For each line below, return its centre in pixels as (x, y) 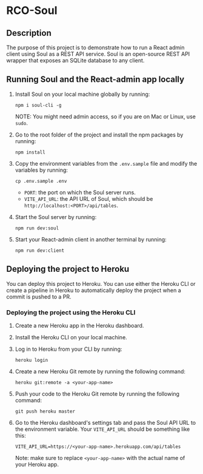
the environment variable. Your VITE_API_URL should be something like (102, 429)
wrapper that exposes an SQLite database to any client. (75, 60)
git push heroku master (45, 411)
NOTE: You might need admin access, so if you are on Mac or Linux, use (105, 117)
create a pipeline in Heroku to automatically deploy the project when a (94, 290)
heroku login (32, 360)
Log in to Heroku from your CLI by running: (68, 349)
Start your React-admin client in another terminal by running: (91, 239)
